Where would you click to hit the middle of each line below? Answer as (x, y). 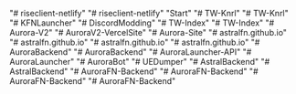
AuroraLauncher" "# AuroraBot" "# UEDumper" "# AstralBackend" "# (140, 62)
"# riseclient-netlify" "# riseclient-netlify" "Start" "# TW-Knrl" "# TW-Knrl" (149, 13)
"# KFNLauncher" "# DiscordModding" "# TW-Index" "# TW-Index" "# (142, 23)
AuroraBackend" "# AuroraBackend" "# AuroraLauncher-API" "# (131, 52)
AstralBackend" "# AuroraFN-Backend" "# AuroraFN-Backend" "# (134, 71)
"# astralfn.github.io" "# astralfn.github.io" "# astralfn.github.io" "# (135, 42)
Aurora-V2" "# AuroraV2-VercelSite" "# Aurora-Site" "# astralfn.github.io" (148, 32)
